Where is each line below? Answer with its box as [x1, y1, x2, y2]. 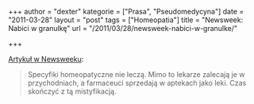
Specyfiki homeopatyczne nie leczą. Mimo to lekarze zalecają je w [27, 70, 245, 79]
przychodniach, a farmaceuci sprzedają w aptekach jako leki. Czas [27, 79, 247, 87]
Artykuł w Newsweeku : [8, 55, 84, 64]
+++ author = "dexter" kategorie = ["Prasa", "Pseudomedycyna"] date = [8, 7, 244, 16]
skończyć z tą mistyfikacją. [27, 87, 117, 96]
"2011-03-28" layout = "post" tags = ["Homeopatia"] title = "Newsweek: [8, 15, 244, 25]
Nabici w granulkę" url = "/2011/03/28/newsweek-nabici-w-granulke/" [8, 24, 238, 33]
